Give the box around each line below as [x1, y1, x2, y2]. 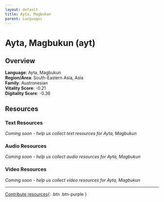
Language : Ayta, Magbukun [5, 69, 61, 76]
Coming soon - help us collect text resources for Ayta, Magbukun [5, 131, 137, 136]
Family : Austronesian [5, 80, 48, 86]
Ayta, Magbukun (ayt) [5, 37, 96, 48]
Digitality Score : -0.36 [5, 90, 51, 96]
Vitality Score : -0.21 [5, 85, 46, 91]
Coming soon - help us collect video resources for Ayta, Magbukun [5, 177, 141, 183]
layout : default [5, 7, 38, 12]
